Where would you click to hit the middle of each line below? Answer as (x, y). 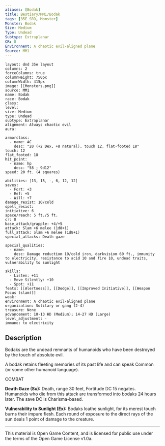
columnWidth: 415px (25, 82)
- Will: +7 (21, 198)
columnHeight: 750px (26, 77)
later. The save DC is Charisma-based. (44, 399)
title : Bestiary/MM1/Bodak (33, 14)
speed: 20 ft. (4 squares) (33, 172)
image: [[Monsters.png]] (30, 86)
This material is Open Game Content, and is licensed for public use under (79, 433)
